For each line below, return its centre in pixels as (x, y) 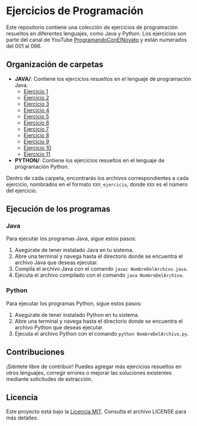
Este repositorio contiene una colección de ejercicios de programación (92, 27)
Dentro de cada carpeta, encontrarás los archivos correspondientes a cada (97, 178)
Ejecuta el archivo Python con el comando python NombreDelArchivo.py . (101, 333)
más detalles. (22, 418)
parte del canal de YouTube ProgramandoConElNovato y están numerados (96, 40)
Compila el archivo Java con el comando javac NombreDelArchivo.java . (101, 269)
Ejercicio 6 (36, 123)
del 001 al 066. (24, 46)
